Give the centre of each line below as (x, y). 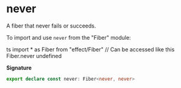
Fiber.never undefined (34, 56)
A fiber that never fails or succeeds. (51, 26)
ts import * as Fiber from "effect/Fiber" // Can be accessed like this (90, 49)
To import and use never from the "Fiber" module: (69, 37)
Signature (19, 68)
